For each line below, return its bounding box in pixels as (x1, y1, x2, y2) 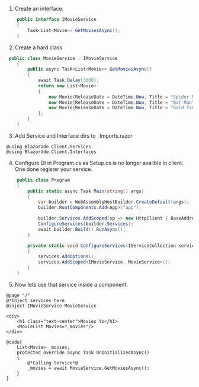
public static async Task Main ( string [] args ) (27, 188, 145, 194)
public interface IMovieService (17, 17, 97, 23)
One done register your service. (14, 166, 93, 173)
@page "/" (6, 292, 31, 299)
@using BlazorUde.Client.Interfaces (6, 148, 97, 155)
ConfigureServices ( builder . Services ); (37, 221, 134, 227)
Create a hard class (14, 44, 63, 51)
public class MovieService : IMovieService (8, 55, 118, 61)
